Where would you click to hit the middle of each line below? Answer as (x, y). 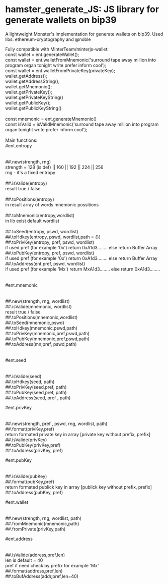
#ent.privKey (18, 407)
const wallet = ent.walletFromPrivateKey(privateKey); (60, 70)
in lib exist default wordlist (32, 221)
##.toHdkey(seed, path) (30, 382)
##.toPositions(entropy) (30, 199)
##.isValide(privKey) (26, 440)
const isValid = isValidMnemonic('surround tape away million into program (82, 124)
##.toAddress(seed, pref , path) (38, 398)
